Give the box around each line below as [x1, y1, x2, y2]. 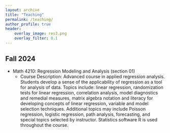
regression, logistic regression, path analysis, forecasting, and [20, 111, 151, 117]
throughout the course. [20, 122, 69, 128]
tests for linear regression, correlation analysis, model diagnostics [20, 89, 158, 95]
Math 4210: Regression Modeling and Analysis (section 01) [12, 68, 135, 74]
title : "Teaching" [5, 12, 44, 17]
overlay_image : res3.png [14, 31, 67, 36]
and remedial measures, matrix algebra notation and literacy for [20, 95, 153, 101]
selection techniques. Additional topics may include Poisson [20, 106, 146, 112]
